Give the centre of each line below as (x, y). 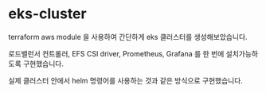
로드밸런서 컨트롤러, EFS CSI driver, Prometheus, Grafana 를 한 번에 (116, 53)
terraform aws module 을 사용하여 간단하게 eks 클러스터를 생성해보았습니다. (128, 37)
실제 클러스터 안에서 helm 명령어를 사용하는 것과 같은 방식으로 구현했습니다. (125, 80)
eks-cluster (47, 14)
